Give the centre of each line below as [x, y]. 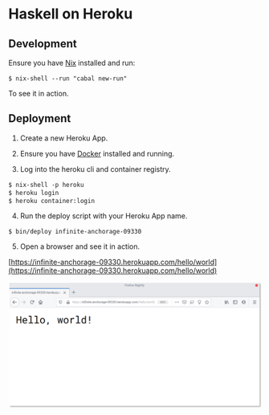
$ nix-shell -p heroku [46, 185]
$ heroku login [34, 193]
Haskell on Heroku [71, 14]
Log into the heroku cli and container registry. [95, 169]
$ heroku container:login [51, 201]
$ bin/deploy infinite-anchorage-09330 [75, 231]
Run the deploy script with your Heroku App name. [104, 216]
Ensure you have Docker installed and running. [97, 153]
